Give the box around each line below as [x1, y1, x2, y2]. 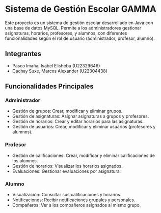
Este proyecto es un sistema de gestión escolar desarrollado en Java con [5, 20, 153, 26]
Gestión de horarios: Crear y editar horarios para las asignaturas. [12, 119, 144, 124]
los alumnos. [12, 157, 38, 163]
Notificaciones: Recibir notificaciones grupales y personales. [12, 197, 135, 203]
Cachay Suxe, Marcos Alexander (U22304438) [12, 68, 107, 74]
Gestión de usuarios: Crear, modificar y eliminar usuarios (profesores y [12, 124, 156, 130]
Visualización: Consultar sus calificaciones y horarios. [12, 192, 122, 198]
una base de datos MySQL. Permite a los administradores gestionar [5, 25, 141, 30]
